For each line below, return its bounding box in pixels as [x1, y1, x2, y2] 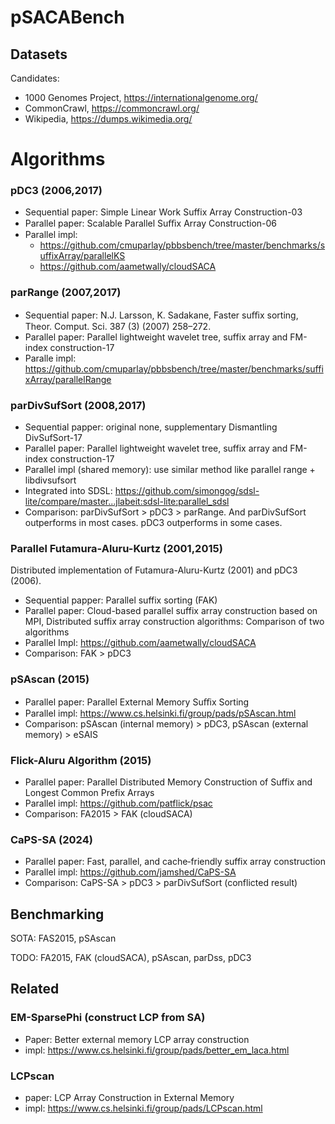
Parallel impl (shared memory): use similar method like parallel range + [24, 464, 316, 476]
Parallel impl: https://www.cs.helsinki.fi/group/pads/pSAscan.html [24, 707, 297, 719]
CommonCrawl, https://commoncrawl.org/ [24, 102, 200, 114]
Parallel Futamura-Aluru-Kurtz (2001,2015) [10, 542, 223, 555]
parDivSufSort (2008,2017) [10, 398, 147, 412]
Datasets [10, 46, 68, 63]
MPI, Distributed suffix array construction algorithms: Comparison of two [24, 616, 325, 628]
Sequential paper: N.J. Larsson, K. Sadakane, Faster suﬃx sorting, [24, 309, 299, 321]
